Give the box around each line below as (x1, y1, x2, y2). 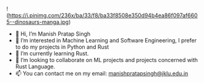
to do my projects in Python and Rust (15, 43, 109, 50)
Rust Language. (15, 63, 55, 70)
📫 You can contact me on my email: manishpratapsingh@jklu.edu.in (15, 70, 189, 77)
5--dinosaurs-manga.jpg (6, 18, 69, 25)
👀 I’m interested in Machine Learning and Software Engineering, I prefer (15, 37, 197, 44)
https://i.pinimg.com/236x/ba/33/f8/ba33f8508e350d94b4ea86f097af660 (8, 12, 198, 19)
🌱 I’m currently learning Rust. (15, 50, 89, 57)
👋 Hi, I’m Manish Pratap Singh (15, 30, 91, 38)
